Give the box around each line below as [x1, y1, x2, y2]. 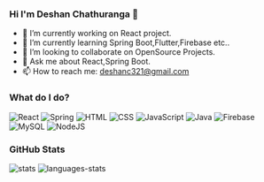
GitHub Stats [9, 143, 66, 155]
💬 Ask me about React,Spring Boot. [21, 57, 151, 67]
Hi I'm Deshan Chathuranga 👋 [9, 8, 139, 20]
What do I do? [9, 92, 70, 104]
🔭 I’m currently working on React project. [21, 28, 172, 39]
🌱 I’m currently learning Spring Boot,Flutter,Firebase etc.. [21, 37, 230, 48]
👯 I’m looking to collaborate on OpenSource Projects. [21, 47, 215, 57]
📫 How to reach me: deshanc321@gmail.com [21, 66, 190, 77]
